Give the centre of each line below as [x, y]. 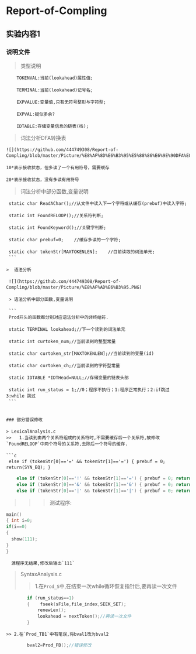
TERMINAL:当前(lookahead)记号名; [55, 90]
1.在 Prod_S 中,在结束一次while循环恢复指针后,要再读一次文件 [106, 586]
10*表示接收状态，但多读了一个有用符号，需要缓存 [58, 167]
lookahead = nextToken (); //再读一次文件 [84, 617]
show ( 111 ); [24, 539]
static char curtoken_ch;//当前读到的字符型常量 [64, 365]
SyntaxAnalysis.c [41, 574]
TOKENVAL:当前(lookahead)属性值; [55, 78]
